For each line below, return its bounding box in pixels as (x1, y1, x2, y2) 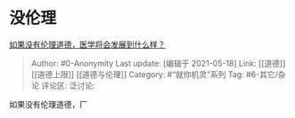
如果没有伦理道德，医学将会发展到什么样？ (9, 39, 166, 50)
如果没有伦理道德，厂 (9, 98, 87, 109)
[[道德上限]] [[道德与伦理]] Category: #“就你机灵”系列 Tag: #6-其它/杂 (30, 68, 287, 80)
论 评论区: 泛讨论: (30, 80, 95, 90)
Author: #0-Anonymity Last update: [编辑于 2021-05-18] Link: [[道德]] (30, 58, 286, 68)
